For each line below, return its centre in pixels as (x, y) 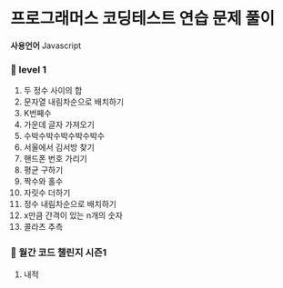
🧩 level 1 (29, 69)
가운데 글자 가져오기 (59, 124)
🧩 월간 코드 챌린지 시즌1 (59, 253)
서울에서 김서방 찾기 (59, 147)
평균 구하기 (43, 170)
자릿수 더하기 (47, 193)
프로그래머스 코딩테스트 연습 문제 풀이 (143, 19)
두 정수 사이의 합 (53, 91)
